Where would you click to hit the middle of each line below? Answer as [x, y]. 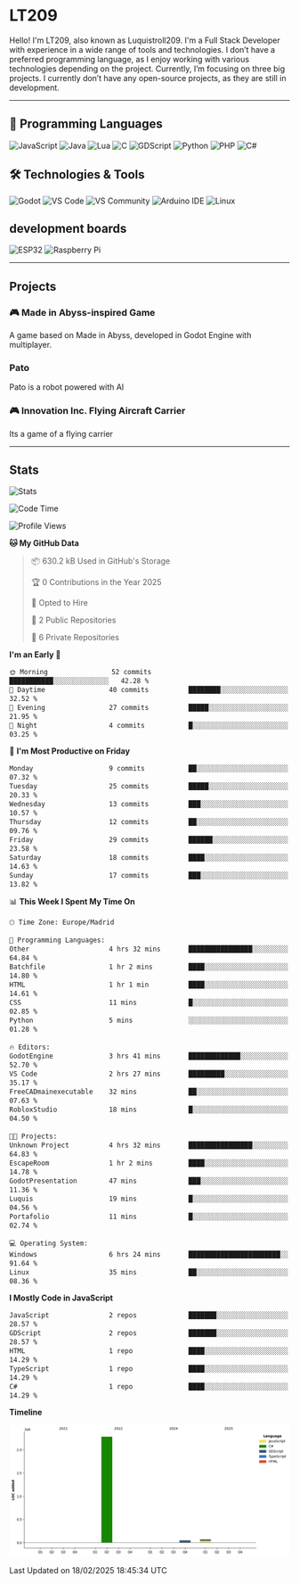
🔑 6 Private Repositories [75, 638]
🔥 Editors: [30, 1048]
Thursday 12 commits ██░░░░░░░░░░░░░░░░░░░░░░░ [149, 822]
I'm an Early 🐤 [35, 655]
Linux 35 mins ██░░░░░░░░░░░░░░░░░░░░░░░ [149, 1273]
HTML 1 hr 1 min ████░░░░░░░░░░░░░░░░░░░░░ [149, 985]
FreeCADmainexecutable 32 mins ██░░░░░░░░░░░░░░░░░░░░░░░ [149, 1092]
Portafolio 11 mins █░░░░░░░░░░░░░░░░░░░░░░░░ [149, 1217]
